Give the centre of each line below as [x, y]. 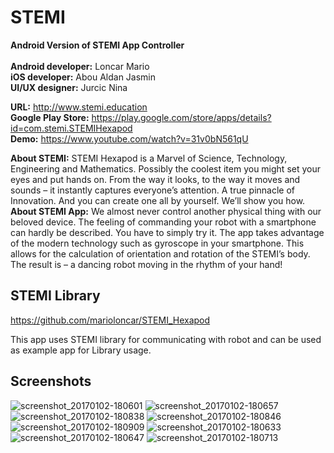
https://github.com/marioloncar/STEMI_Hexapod [110, 320]
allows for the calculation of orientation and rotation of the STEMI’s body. [160, 253]
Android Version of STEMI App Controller [97, 45]
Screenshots [51, 381]
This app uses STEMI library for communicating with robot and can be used [166, 339]
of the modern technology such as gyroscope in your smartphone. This [157, 243]
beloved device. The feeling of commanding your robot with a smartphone [163, 222]
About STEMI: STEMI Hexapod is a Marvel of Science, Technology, [149, 158]
